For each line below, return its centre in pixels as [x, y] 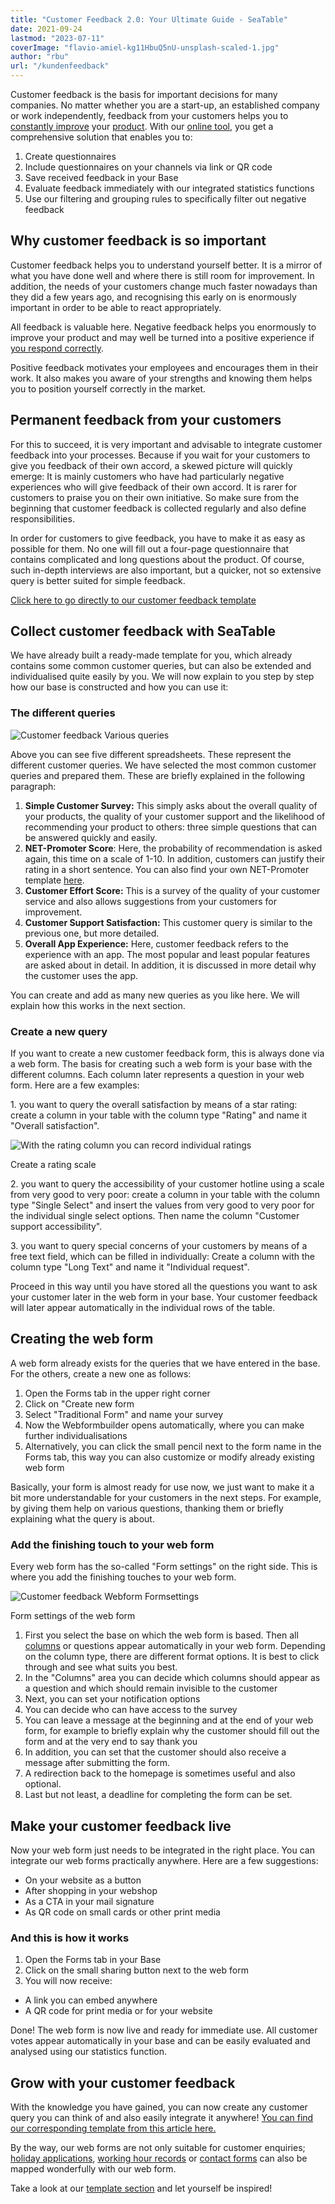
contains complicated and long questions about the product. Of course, [157, 559]
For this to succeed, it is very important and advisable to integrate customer [166, 444]
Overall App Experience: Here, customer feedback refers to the [156, 943]
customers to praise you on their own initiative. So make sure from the [155, 497]
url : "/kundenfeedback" [60, 66]
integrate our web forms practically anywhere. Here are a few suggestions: [164, 1860]
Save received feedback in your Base [101, 177]
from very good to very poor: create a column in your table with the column [165, 1195]
